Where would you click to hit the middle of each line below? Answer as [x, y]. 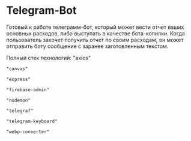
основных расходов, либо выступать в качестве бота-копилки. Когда [95, 33]
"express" [19, 79]
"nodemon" [19, 100]
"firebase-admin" [28, 90]
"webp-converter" [28, 132]
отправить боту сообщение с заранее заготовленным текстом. [87, 46]
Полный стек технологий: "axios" [49, 58]
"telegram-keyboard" [32, 121]
